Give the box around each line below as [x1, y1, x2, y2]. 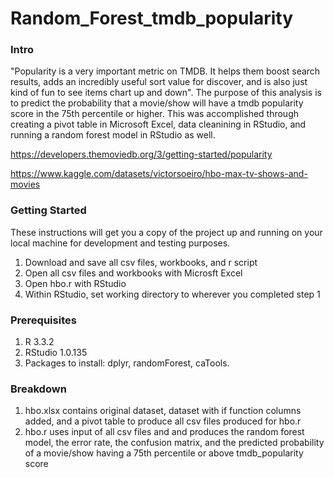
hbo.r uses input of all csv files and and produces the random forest [24, 426, 305, 438]
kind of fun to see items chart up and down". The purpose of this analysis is [10, 87, 322, 99]
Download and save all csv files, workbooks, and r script [24, 256, 258, 268]
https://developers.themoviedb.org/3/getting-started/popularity [10, 148, 273, 161]
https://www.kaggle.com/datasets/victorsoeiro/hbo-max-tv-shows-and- [10, 168, 308, 180]
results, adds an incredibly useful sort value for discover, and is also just [10, 76, 308, 88]
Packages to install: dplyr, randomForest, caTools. [24, 357, 230, 369]
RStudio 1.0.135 [24, 347, 88, 359]
